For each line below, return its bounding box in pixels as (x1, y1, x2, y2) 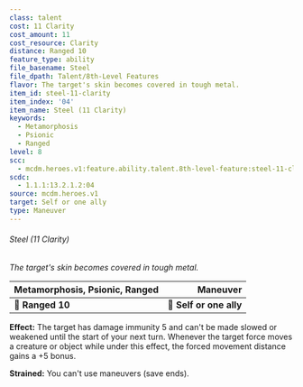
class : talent (9, 13, 63, 23)
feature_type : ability (9, 55, 95, 64)
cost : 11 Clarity (9, 22, 75, 31)
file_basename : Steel (9, 64, 91, 73)
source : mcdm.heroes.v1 (9, 189, 99, 198)
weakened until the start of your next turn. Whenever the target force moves (9, 331, 293, 342)
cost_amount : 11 (9, 30, 70, 39)
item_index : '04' (9, 97, 75, 106)
